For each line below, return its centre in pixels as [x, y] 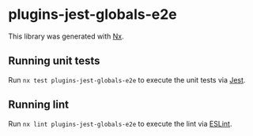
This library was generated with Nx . [66, 36]
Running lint [39, 105]
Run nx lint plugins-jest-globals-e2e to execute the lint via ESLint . [120, 123]
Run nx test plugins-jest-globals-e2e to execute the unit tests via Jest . [127, 79]
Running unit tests [54, 61]
